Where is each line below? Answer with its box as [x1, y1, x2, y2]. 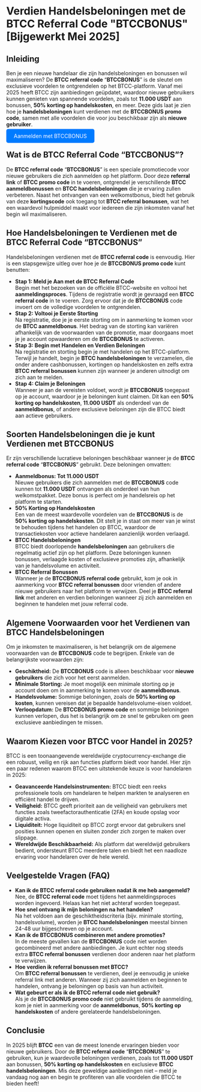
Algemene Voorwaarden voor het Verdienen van [6, 618, 190, 628]
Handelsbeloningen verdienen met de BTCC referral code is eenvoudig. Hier [6, 253, 195, 260]
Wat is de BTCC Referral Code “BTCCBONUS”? [6, 150, 184, 160]
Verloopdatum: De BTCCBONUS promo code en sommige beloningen [14, 706, 189, 713]
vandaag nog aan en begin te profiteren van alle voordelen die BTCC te [6, 1073, 182, 1081]
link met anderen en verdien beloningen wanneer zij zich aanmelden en [14, 594, 192, 601]
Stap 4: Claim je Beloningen [14, 380, 86, 387]
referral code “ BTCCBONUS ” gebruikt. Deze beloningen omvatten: [6, 461, 172, 468]
